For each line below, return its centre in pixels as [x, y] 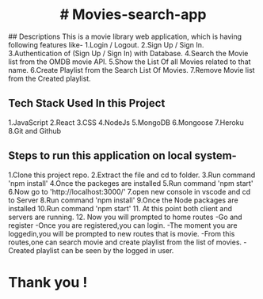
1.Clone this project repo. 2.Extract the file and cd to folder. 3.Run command [132, 175]
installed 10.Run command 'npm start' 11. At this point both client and [120, 208]
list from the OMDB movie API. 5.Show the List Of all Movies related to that [130, 62]
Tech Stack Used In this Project [87, 103]
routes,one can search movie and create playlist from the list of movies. [125, 242]
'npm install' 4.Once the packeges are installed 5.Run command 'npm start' [131, 183]
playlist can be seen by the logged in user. [105, 250]
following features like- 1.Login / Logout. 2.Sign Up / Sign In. [106, 44]
